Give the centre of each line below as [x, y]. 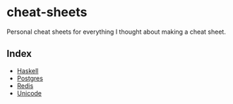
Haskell [28, 70]
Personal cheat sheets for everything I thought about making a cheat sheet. [116, 32]
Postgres [30, 78]
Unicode [29, 93]
